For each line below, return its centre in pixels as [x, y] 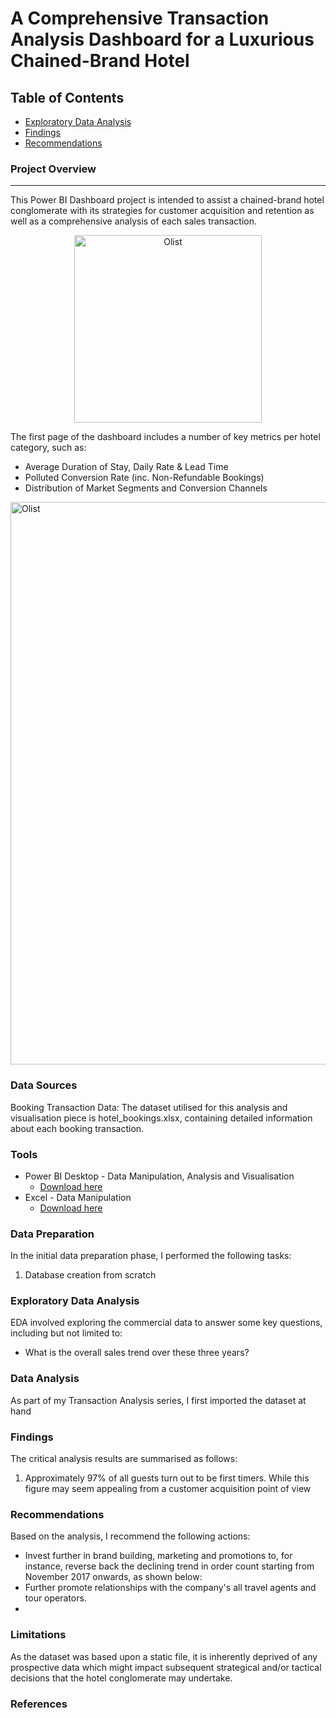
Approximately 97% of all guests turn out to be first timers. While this [167, 1478]
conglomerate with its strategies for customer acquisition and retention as [162, 211]
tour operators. [55, 1598]
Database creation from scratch [90, 1275]
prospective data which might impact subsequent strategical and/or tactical [166, 1667]
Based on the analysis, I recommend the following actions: [130, 1536]
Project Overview [53, 169]
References [39, 1704]
